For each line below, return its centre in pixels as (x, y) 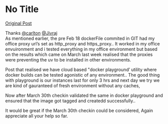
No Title (22, 9)
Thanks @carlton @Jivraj (31, 33)
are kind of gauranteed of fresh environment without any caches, (73, 85)
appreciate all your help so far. (37, 116)
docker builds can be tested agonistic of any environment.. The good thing (82, 75)
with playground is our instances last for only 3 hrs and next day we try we (82, 80)
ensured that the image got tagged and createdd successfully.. (70, 101)
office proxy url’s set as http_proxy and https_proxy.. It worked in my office (82, 43)
